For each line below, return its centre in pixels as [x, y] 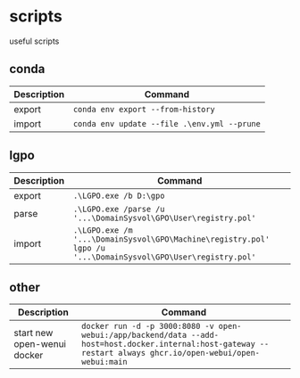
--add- [204, 335]
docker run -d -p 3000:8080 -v [148, 326]
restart [98, 353]
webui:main [104, 362]
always [131, 353]
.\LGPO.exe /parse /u [119, 209]
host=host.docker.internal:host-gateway [169, 344]
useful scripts [34, 41]
